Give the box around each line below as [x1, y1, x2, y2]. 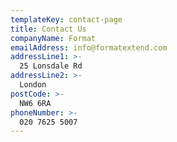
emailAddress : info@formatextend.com [10, 42, 168, 53]
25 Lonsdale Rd [19, 61, 83, 71]
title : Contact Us [10, 24, 87, 34]
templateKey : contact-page [10, 14, 123, 25]
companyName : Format [10, 33, 97, 43]
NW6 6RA [19, 98, 52, 108]
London [19, 80, 47, 90]
